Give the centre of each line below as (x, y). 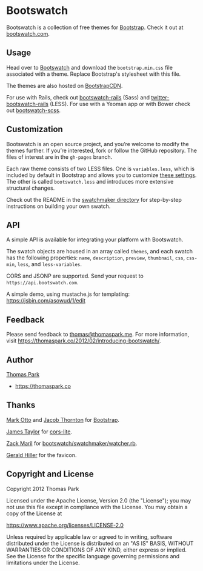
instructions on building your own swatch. (58, 206)
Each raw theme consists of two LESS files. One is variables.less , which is (101, 169)
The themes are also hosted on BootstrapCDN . (65, 85)
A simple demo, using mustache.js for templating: (68, 294)
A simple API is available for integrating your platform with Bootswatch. (95, 239)
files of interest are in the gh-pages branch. (59, 157)
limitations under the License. (43, 563)
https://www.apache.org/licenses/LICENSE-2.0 (65, 525)
